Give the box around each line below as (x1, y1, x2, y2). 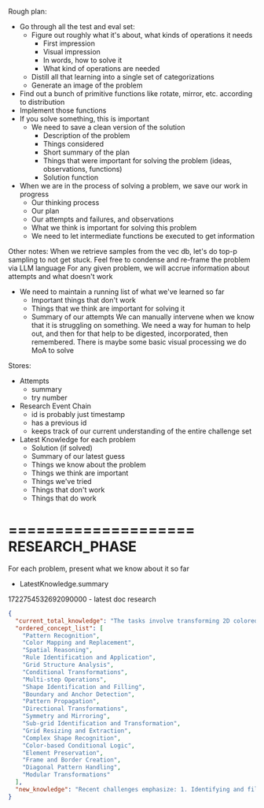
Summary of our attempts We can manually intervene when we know (31, 312, 255, 322)
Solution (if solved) (31, 443, 93, 452)
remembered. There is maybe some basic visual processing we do (31, 337, 247, 346)
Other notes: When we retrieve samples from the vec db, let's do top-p (8, 247, 238, 255)
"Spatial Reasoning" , (22, 646, 93, 654)
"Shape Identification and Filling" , (22, 683, 146, 691)
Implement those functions (19, 106, 107, 115)
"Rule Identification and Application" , (22, 653, 156, 661)
